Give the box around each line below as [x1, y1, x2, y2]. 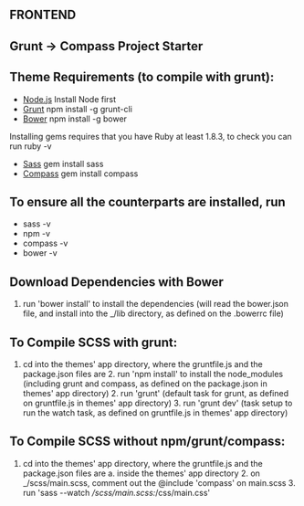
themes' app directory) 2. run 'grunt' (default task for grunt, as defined [22, 388, 289, 399]
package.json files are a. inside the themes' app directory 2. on [22, 468, 260, 479]
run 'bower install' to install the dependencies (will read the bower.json [22, 299, 289, 310]
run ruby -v [9, 141, 52, 152]
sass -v [22, 218, 52, 229]
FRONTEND [9, 7, 77, 23]
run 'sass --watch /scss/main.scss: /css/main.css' [22, 487, 211, 498]
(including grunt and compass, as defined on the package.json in [22, 378, 267, 389]
